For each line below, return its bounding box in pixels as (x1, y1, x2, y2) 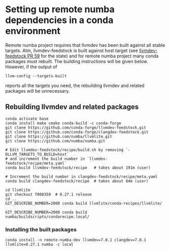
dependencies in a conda (5, 14, 114, 26)
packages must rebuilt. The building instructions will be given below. (5, 58, 149, 64)
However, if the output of (5, 64, 57, 70)
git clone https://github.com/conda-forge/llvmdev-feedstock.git (5, 125, 146, 130)
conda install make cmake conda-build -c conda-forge (5, 121, 122, 126)
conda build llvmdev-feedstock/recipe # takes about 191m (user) (5, 165, 151, 170)
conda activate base (5, 116, 49, 121)
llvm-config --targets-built (5, 73, 67, 78)
